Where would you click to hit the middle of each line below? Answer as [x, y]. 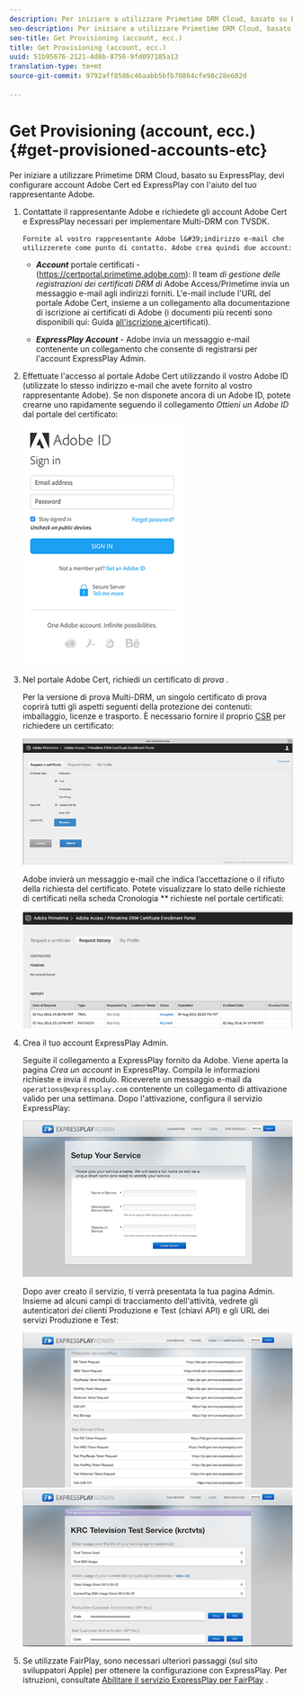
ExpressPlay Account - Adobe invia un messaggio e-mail [142, 339]
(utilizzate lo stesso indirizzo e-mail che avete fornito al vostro [138, 385]
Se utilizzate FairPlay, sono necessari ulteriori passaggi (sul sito [140, 1661]
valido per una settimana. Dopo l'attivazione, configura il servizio [142, 1098]
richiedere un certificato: [68, 725]
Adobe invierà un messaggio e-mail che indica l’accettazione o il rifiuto [153, 879]
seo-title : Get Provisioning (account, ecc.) [96, 38]
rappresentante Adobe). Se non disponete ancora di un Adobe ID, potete [156, 395]
